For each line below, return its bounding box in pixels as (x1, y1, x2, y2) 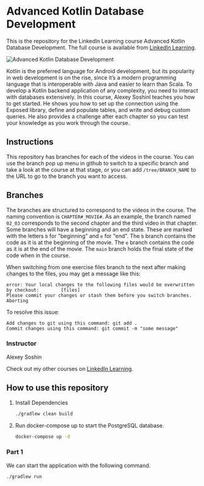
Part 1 (6, 448, 23, 456)
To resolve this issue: (6, 308, 60, 315)
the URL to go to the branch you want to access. (6, 172, 128, 180)
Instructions (6, 137, 54, 147)
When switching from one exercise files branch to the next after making (6, 263, 186, 270)
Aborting (6, 297, 29, 304)
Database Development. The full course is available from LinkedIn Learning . (6, 44, 197, 51)
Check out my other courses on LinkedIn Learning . (6, 365, 134, 372)
